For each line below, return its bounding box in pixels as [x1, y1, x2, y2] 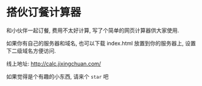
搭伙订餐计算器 [6, 5, 82, 19]
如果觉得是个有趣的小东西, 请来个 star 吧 [6, 73, 109, 80]
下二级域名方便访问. [6, 47, 57, 55]
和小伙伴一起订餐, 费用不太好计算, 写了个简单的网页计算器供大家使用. [6, 27, 179, 34]
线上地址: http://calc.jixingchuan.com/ [6, 60, 102, 67]
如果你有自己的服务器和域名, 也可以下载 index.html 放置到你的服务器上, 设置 [6, 39, 197, 47]
